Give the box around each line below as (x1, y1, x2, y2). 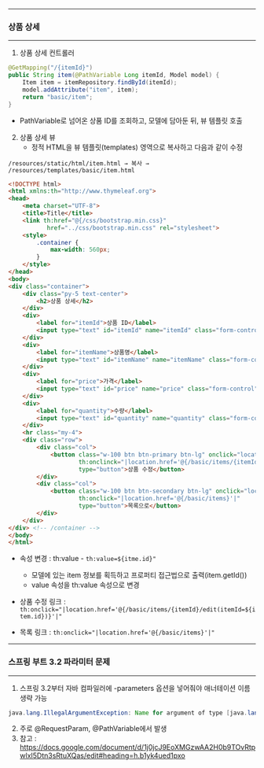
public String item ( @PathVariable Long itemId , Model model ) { (8, 72, 220, 79)
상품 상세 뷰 (19, 132, 57, 142)
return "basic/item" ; (22, 93, 93, 101)
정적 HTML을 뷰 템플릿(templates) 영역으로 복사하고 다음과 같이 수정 (31, 142, 244, 152)
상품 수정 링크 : (19, 597, 66, 607)
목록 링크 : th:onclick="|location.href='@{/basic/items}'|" (19, 627, 215, 637)
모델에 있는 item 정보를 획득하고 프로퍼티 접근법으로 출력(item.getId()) (31, 570, 247, 580)
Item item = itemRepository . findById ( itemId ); (22, 79, 178, 87)
